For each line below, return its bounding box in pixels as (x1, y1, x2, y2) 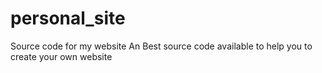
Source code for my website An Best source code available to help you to (10, 40, 313, 52)
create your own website (10, 50, 113, 62)
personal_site (10, 7, 126, 30)
